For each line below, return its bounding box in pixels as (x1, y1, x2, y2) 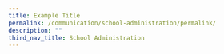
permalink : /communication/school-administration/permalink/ (8, 19, 217, 27)
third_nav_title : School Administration (8, 33, 146, 42)
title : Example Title (8, 11, 81, 20)
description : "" (8, 26, 62, 34)
